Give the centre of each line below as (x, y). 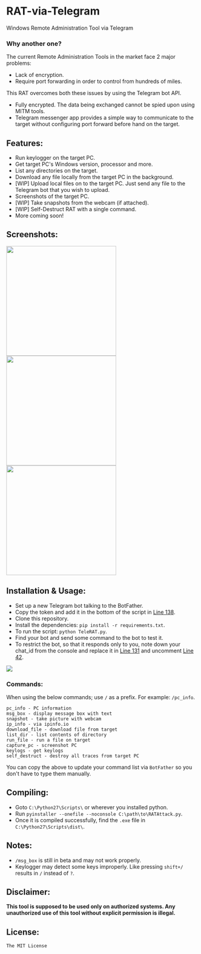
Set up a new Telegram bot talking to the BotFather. (79, 605)
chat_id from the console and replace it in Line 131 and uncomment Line (104, 650)
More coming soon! (39, 215)
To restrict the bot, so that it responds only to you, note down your (97, 644)
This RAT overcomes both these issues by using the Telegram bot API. (94, 93)
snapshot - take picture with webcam (54, 719)
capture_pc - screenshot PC (42, 745)
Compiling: (28, 793)
